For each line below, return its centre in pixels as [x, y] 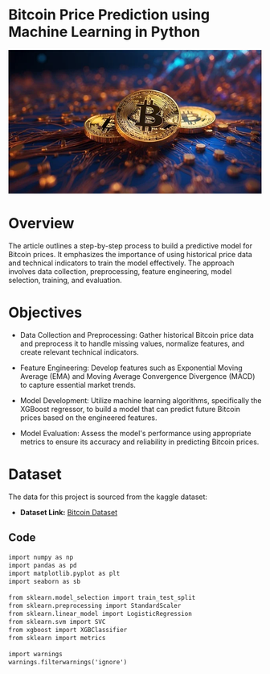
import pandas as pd [43, 565]
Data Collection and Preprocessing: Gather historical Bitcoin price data [137, 335]
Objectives [45, 313]
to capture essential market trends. [78, 385]
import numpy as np [41, 557]
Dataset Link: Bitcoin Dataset [69, 512]
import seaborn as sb [45, 581]
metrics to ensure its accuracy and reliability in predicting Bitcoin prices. [139, 442]
